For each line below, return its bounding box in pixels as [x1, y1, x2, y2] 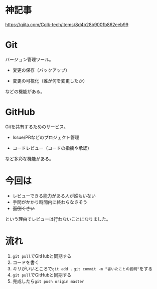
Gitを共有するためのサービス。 [5, 124, 69, 130]
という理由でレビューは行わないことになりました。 [5, 216, 111, 222]
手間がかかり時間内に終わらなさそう [12, 199, 88, 205]
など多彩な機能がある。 [5, 155, 54, 161]
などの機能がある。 [5, 88, 45, 94]
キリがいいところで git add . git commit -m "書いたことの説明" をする [12, 265, 153, 271]
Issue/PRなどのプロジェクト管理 [12, 134, 79, 140]
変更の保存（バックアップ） [12, 67, 70, 73]
